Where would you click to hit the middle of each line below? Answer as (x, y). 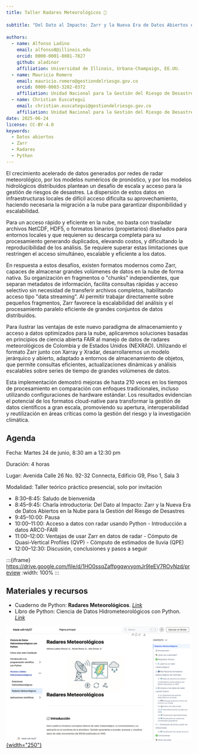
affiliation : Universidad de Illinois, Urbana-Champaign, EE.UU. (99, 68)
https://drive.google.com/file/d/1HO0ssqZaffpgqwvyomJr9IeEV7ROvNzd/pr (98, 566)
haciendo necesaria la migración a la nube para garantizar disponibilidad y (96, 204)
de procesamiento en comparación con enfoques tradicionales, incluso (92, 388)
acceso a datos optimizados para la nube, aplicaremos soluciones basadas (97, 333)
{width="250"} (24, 745)
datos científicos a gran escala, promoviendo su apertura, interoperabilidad (98, 407)
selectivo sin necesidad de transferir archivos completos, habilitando (90, 290)
